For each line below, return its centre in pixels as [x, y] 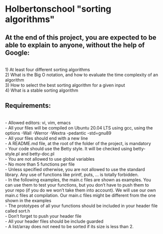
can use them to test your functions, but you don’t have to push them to [77, 185]
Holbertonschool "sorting [58, 9]
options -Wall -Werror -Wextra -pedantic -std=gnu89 [58, 133]
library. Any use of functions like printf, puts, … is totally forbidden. [72, 174]
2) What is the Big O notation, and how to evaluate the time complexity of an [82, 75]
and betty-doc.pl [38, 154]
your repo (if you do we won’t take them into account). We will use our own [81, 190]
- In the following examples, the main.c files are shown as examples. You [78, 180]
